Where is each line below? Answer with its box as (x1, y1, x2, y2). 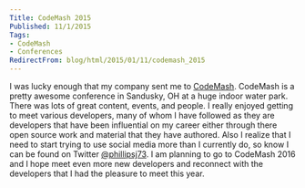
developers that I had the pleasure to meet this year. (9, 168, 205, 179)
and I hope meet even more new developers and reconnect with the (9, 159, 264, 169)
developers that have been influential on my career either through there (9, 120, 278, 131)
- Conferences (9, 47, 64, 57)
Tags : (9, 30, 30, 39)
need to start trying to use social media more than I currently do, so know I (9, 139, 290, 150)
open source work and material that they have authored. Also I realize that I (9, 130, 291, 140)
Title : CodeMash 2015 (9, 13, 92, 23)
